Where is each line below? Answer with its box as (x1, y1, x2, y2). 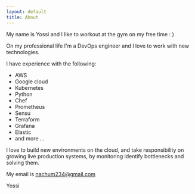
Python (14, 90, 33, 98)
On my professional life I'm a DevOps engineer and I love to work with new (6, 42, 190, 49)
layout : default (6, 8, 47, 15)
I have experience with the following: (6, 60, 97, 67)
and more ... (14, 134, 45, 142)
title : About (6, 14, 39, 20)
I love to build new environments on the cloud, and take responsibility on (6, 146, 184, 154)
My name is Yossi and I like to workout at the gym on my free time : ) (6, 30, 175, 37)
